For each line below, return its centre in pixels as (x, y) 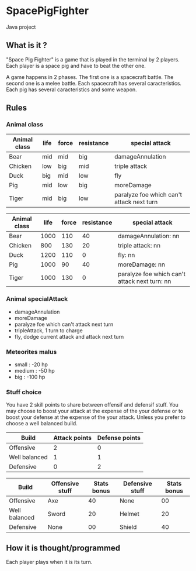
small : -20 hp (31, 364)
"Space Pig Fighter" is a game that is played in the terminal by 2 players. (93, 59)
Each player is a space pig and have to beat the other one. (76, 66)
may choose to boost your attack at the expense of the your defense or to (95, 411)
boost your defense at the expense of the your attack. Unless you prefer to (96, 417)
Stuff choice (24, 392)
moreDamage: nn (141, 264)
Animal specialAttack (37, 299)
